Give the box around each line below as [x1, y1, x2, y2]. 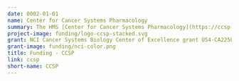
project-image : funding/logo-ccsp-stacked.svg [7, 30, 148, 37]
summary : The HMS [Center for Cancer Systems [7, 23, 144, 30]
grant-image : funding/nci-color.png [7, 43, 116, 50]
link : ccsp [7, 56, 40, 63]
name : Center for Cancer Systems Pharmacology [7, 17, 148, 24]
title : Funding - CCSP [7, 50, 75, 57]
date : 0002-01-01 [7, 10, 59, 18]
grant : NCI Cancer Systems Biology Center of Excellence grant [7, 37, 199, 44]
